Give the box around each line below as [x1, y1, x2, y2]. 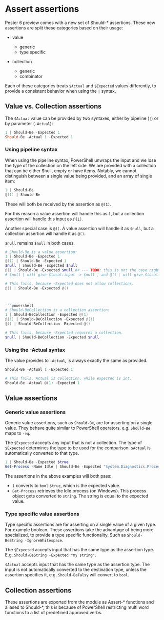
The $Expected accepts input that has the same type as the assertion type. [5, 547, 155, 553]
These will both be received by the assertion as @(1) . [5, 201, 111, 207]
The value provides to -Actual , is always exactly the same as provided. [5, 357, 148, 363]
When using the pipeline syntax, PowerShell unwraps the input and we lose [5, 157, 156, 163]
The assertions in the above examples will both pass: [5, 473, 112, 479]
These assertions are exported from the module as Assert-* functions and [5, 599, 154, 605]
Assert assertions [5, 3, 79, 15]
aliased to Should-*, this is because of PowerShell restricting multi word [5, 604, 149, 610]
